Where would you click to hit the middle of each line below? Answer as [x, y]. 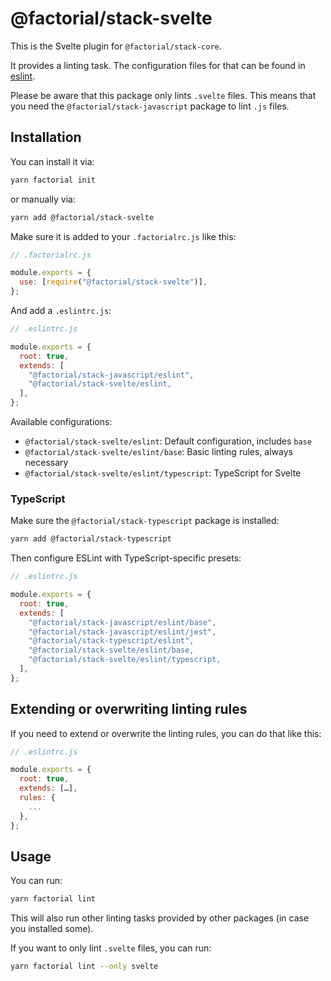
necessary [46, 462]
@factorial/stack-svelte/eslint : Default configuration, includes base [168, 441]
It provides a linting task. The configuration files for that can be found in [158, 65]
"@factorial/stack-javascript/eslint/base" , [122, 622]
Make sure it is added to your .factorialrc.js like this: [123, 236]
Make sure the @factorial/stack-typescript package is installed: [145, 521]
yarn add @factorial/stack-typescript [91, 539]
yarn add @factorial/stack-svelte [82, 217]
